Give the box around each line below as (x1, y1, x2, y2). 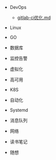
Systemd (9, 107, 28, 113)
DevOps (9, 5, 27, 10)
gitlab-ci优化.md (17, 15, 51, 21)
